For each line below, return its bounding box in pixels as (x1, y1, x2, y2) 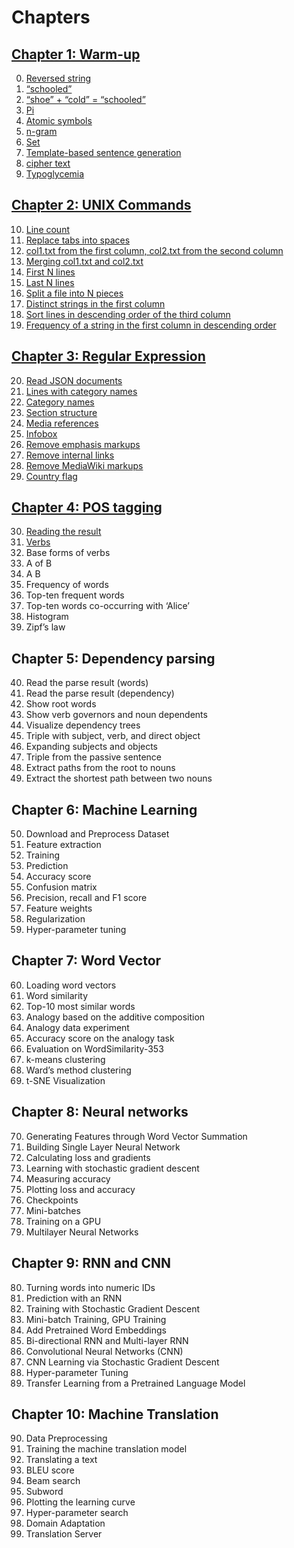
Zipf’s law (25, 621, 66, 633)
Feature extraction (25, 839, 102, 851)
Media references (25, 417, 99, 429)
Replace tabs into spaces (25, 234, 131, 246)
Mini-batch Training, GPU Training (25, 1313, 167, 1325)
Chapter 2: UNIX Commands (11, 197, 192, 214)
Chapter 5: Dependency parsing (11, 650, 216, 667)
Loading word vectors (25, 979, 117, 991)
